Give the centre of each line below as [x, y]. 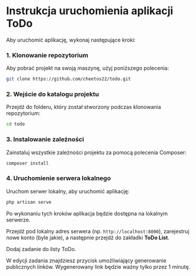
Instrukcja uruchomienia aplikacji [90, 11]
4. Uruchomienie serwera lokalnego [59, 178]
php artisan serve [29, 202]
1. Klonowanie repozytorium [47, 55]
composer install [28, 163]
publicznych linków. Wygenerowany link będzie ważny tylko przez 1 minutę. [98, 267]
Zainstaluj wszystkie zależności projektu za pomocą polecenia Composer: [96, 152]
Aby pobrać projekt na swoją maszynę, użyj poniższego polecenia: [88, 68]
